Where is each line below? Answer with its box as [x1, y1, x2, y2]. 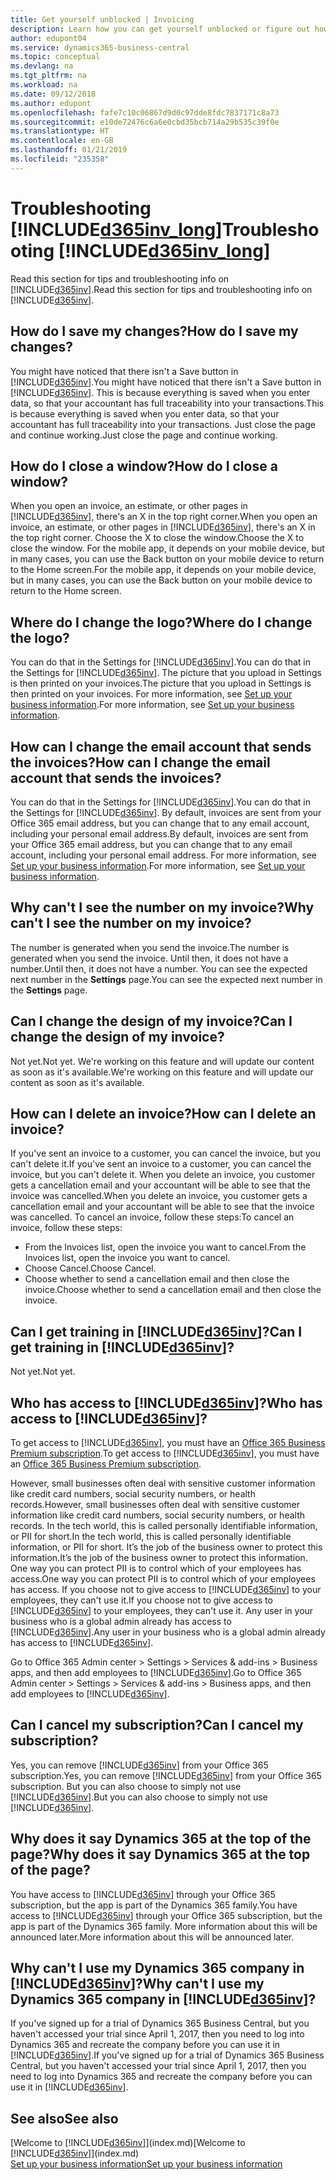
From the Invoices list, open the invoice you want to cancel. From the [24, 1241, 307, 1253]
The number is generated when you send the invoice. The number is [10, 941, 290, 953]
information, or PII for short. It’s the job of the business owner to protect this [10, 1541, 323, 1553]
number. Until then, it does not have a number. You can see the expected [10, 962, 308, 975]
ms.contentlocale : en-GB [10, 136, 114, 146]
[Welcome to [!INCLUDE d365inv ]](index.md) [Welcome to [10, 2137, 246, 2149]
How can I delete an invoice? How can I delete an [10, 1105, 317, 1122]
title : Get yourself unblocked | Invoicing [10, 14, 195, 25]
